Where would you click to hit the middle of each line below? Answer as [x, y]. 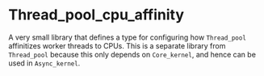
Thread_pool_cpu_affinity [96, 15]
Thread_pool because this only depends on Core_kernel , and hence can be [132, 54]
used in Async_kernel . [44, 63]
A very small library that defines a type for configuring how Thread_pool [127, 37]
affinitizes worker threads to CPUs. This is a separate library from [117, 45]
